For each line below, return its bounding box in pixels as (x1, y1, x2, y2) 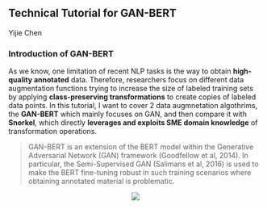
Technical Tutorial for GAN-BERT (8, 6, 177, 20)
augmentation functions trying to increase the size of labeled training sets (8, 84, 254, 94)
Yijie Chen (8, 27, 43, 37)
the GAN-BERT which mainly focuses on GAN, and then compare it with (8, 109, 248, 119)
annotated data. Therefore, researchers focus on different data (33, 75, 244, 85)
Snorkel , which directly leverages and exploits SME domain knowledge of (8, 118, 258, 127)
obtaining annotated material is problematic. (27, 177, 175, 186)
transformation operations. (8, 127, 98, 136)
